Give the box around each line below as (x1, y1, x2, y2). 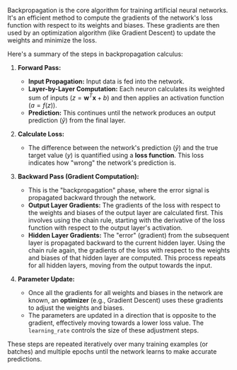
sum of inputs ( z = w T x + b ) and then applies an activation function (28, 92, 224, 102)
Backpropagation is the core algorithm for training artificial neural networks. (7, 6, 229, 14)
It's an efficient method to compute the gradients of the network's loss (7, 13, 214, 22)
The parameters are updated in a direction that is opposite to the (28, 311, 216, 319)
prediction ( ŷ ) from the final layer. (28, 116, 126, 125)
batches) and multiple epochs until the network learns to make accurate (7, 347, 217, 356)
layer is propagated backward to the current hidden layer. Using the (28, 238, 226, 247)
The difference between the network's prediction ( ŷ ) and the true (28, 143, 219, 151)
